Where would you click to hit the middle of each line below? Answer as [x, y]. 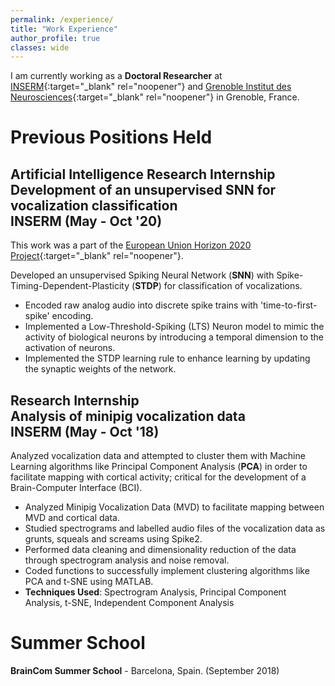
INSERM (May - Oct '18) [85, 431]
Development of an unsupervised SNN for [143, 189]
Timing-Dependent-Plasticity [70, 286]
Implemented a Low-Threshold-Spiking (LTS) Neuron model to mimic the [174, 327]
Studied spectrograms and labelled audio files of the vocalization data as [175, 528]
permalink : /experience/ [62, 19]
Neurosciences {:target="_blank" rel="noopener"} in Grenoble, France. [155, 97]
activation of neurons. [70, 348]
